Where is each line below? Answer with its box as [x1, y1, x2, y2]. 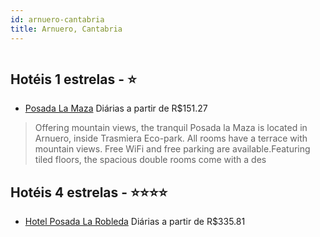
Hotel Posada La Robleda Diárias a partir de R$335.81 [24, 216, 246, 228]
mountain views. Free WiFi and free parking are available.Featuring [34, 143, 311, 155]
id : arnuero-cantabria [10, 14, 105, 25]
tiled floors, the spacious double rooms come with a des [34, 154, 267, 166]
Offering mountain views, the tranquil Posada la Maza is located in [34, 122, 308, 134]
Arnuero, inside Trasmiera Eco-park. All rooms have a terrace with [34, 132, 308, 145]
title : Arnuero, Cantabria [10, 24, 123, 34]
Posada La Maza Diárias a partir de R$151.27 [24, 102, 208, 115]
